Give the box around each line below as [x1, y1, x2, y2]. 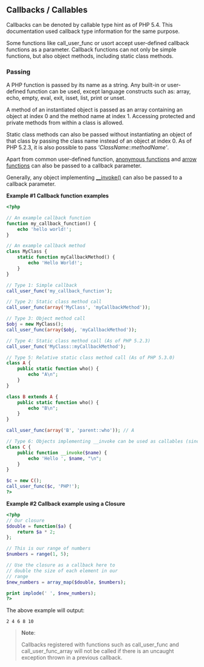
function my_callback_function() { [6, 221, 97, 227]
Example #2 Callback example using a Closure [6, 499, 126, 507]
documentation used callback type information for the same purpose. [6, 27, 180, 35]
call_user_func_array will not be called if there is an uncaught [21, 648, 174, 655]
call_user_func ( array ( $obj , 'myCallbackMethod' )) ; [6, 326, 137, 333]
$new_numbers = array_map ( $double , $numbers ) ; [6, 579, 126, 585]
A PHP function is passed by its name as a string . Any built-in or [6, 82, 166, 89]
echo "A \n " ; [28, 372, 59, 378]
